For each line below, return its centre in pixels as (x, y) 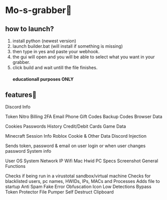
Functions (16, 166)
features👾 (21, 95)
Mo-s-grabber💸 (38, 10)
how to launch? (30, 29)
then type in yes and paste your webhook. (56, 52)
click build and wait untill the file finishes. (55, 68)
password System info (28, 151)
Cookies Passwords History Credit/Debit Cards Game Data (66, 126)
